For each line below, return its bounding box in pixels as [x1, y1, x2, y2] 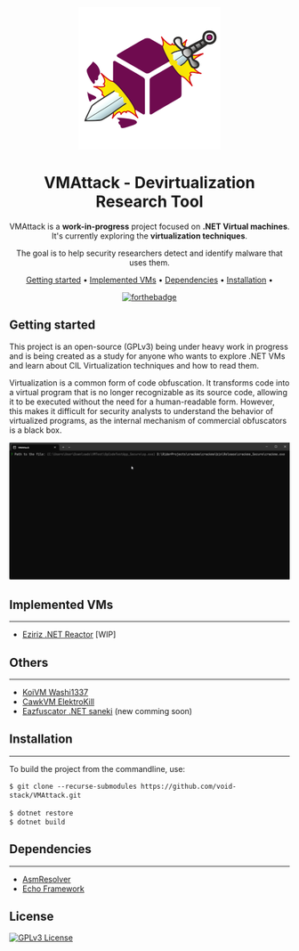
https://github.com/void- [141, 782, 238, 791]
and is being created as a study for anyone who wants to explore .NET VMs [9, 350, 286, 362]
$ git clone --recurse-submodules [9, 782, 138, 791]
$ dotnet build [9, 817, 66, 826]
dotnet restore [17, 809, 74, 817]
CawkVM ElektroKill [21, 696, 95, 707]
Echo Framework [21, 883, 85, 894]
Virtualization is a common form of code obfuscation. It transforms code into [9, 377, 290, 388]
